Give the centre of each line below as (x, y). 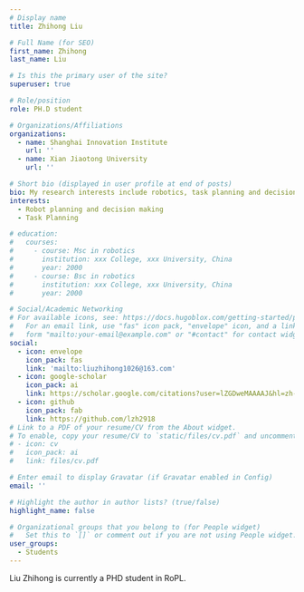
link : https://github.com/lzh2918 (90, 419)
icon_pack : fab (54, 410)
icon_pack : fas (54, 360)
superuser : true (40, 84)
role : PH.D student (46, 109)
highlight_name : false (52, 510)
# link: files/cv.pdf (54, 461)
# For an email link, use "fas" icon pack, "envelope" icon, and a (143, 326)
